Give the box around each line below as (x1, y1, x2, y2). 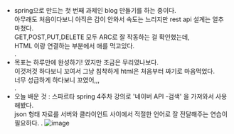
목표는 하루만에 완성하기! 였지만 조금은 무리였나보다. (14, 58, 159, 66)
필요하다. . (14, 119, 43, 127)
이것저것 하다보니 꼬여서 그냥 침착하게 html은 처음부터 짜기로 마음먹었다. (14, 67, 216, 75)
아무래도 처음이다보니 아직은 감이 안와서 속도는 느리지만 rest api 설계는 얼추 (14, 15, 224, 23)
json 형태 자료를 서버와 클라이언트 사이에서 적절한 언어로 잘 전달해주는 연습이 (14, 110, 228, 118)
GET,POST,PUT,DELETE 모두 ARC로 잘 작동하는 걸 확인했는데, (14, 33, 190, 41)
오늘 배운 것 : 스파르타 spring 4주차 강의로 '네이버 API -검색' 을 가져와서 (14, 92, 215, 101)
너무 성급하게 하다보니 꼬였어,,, (14, 76, 100, 84)
